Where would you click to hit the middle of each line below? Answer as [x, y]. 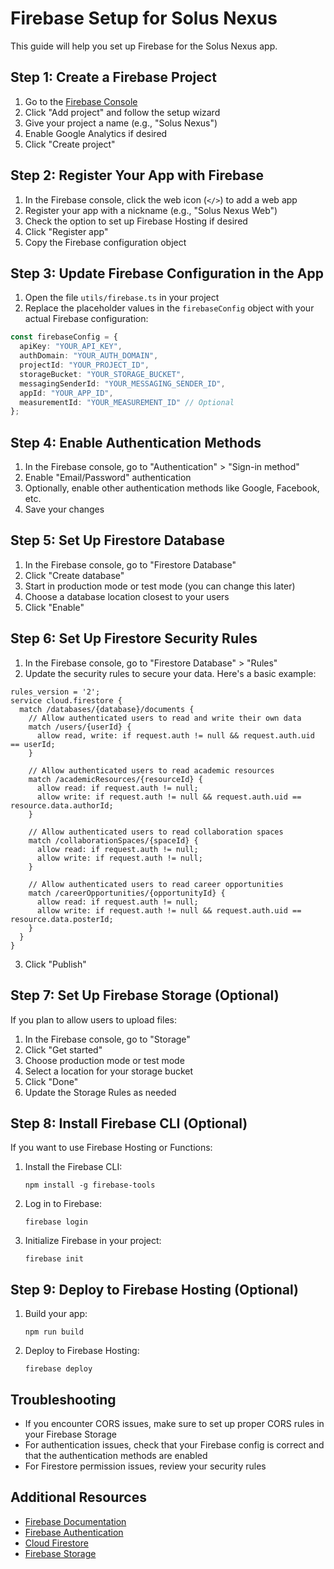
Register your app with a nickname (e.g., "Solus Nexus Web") [151, 210]
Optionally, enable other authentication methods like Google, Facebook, [172, 488]
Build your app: [56, 1314]
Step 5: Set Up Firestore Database [117, 540]
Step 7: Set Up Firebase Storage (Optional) [145, 995]
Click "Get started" [63, 1049]
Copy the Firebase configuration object [105, 242]
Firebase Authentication [74, 1532]
